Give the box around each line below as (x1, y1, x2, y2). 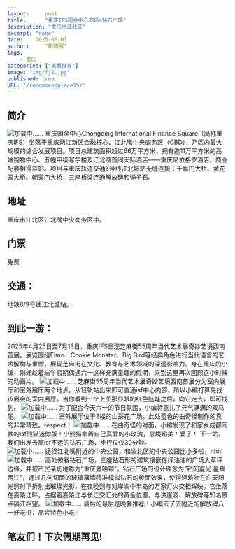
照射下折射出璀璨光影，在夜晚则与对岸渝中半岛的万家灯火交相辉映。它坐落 (13, 482, 228, 490)
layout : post (7, 10, 58, 17)
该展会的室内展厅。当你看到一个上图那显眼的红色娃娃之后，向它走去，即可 (7, 394, 222, 403)
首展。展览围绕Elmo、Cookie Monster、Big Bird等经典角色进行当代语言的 (7, 351, 219, 359)
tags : (7, 50, 23, 57)
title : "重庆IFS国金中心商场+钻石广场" (7, 17, 127, 24)
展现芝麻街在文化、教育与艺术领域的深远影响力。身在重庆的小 (50, 359, 228, 368)
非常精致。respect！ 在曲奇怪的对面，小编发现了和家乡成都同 (13, 421, 228, 429)
